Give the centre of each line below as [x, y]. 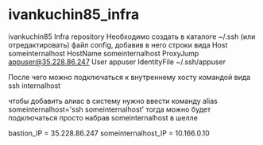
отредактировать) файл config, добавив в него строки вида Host [118, 44]
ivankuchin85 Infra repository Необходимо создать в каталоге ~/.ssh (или [132, 36]
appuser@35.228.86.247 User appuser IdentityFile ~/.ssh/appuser [117, 62]
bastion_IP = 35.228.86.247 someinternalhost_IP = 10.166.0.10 [109, 133]
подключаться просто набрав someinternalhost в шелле [103, 117]
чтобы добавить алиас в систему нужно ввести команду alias [113, 101]
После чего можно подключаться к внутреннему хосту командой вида [130, 77]
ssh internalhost [35, 86]
